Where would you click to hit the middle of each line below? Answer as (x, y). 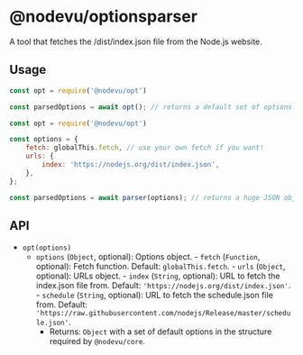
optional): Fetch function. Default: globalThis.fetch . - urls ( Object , (161, 267)
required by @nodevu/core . (97, 341)
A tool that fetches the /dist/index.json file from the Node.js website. (136, 41)
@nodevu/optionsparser (104, 17)
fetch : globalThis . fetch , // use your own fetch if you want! (145, 148)
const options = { (44, 140)
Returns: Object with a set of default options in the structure (161, 332)
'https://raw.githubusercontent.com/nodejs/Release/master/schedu (163, 314)
